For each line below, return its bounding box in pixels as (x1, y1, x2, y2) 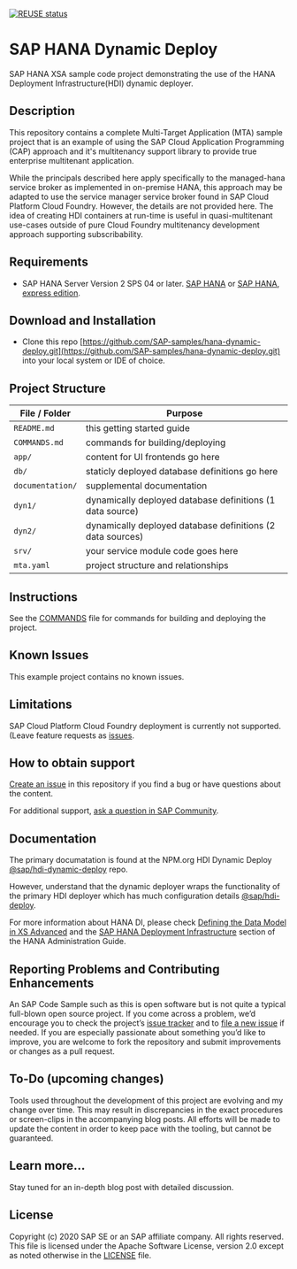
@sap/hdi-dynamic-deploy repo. (9, 864, 128, 875)
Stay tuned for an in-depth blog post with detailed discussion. (9, 1181, 234, 1192)
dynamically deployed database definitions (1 (85, 494, 276, 506)
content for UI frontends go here (85, 451, 220, 464)
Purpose (166, 407, 203, 419)
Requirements (9, 255, 88, 270)
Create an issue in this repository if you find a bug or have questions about (9, 779, 281, 789)
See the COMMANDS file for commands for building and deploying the (9, 613, 267, 623)
